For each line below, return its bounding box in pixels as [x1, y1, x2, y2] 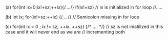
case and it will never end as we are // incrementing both [5, 29, 125, 34]
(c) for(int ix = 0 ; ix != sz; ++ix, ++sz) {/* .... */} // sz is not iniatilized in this [5, 23, 163, 29]
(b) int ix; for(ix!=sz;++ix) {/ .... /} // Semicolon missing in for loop [5, 14, 140, 19]
